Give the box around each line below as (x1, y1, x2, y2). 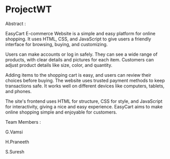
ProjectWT (5, 4, 52, 15)
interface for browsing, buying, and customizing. (5, 41, 108, 47)
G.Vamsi (5, 129, 23, 135)
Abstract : (5, 20, 26, 27)
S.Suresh (5, 148, 25, 154)
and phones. (5, 88, 32, 94)
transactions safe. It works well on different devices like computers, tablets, (5, 83, 165, 89)
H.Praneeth (5, 139, 29, 145)
